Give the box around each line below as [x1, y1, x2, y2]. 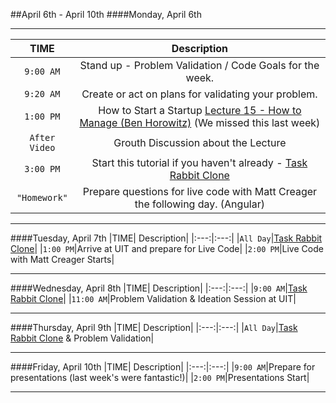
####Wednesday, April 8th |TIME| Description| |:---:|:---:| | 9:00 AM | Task [10, 282, 308, 294]
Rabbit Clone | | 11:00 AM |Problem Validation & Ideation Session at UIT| [10, 293, 297, 304]
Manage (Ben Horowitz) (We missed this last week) [79, 116, 321, 129]
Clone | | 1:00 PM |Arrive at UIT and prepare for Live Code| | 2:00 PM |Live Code [10, 243, 324, 254]
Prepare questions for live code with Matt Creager [82, 185, 318, 198]
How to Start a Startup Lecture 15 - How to [98, 104, 302, 117]
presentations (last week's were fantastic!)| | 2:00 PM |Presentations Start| [10, 372, 310, 383]
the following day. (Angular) [134, 197, 265, 211]
